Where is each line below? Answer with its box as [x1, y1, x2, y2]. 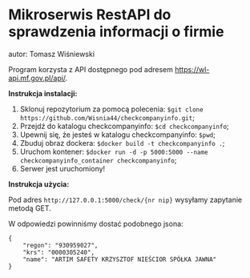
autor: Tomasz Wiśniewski [8, 49, 95, 58]
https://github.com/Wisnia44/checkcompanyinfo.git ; [19, 112, 195, 122]
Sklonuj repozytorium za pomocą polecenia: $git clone [19, 104, 204, 114]
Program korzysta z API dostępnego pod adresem [8, 64, 174, 74]
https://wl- [175, 64, 210, 74]
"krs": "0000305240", [22, 248, 95, 256]
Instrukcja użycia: [8, 179, 70, 189]
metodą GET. [8, 203, 52, 213]
